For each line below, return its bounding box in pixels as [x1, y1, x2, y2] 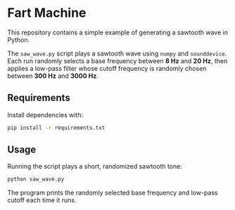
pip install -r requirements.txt [7, 124, 106, 131]
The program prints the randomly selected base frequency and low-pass [7, 188, 218, 197]
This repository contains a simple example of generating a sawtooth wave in [7, 28, 229, 37]
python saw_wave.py [7, 176, 65, 183]
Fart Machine [7, 5, 87, 21]
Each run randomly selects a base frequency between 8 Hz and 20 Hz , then [7, 56, 228, 65]
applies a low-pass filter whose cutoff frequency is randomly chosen [7, 64, 207, 72]
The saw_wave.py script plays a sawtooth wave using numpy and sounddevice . [7, 49, 227, 58]
